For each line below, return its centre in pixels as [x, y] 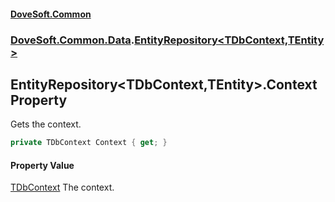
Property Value [42, 165]
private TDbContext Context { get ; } [89, 143]
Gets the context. [46, 124]
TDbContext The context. [62, 187]
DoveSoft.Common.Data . [72, 40]
